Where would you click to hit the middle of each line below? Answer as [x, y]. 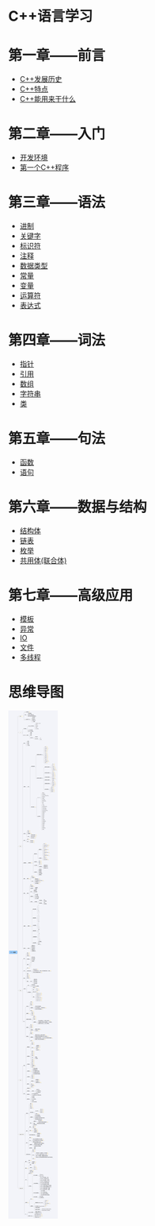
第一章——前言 [57, 56]
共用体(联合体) [43, 560]
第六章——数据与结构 [78, 507]
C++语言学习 [51, 16]
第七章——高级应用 [71, 596]
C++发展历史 [41, 79]
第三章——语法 [57, 202]
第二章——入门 [57, 134]
